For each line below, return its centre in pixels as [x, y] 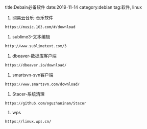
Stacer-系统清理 [28, 94]
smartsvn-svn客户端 [33, 75]
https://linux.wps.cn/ [28, 122]
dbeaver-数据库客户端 [34, 56]
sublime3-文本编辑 [31, 37]
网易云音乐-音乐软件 [33, 18]
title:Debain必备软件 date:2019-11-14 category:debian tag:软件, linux [73, 7]
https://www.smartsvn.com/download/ [42, 84]
